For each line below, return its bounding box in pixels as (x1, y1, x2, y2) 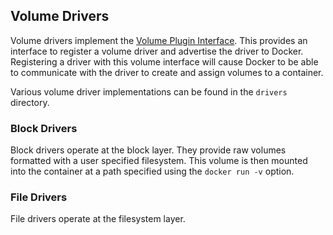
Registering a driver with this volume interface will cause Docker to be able (10, 55, 319, 68)
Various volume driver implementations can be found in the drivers (10, 85, 288, 98)
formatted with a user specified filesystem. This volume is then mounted (10, 155, 308, 167)
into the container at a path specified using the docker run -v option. (10, 165, 295, 178)
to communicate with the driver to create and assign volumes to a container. (10, 66, 324, 78)
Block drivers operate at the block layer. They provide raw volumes (10, 144, 287, 156)
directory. (10, 96, 50, 108)
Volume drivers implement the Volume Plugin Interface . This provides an (10, 34, 308, 46)
